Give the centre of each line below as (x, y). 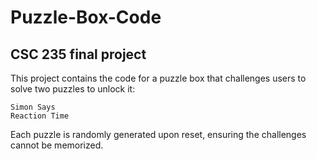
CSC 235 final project (78, 54)
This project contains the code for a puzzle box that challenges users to (158, 78)
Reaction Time (40, 116)
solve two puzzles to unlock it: (73, 89)
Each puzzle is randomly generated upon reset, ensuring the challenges (158, 134)
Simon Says (33, 107)
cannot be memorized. (57, 145)
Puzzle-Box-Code (86, 17)
